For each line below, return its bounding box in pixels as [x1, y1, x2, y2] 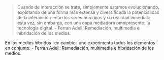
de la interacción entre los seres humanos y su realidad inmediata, [17, 15, 152, 20]
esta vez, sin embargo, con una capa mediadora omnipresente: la [17, 20, 150, 26]
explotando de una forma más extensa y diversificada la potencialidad [17, 9, 160, 15]
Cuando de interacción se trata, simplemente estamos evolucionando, [17, 4, 160, 10]
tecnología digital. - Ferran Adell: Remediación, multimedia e [17, 25, 140, 31]
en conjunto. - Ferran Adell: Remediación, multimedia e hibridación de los [5, 45, 154, 51]
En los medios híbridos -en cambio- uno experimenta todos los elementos [5, 40, 155, 46]
